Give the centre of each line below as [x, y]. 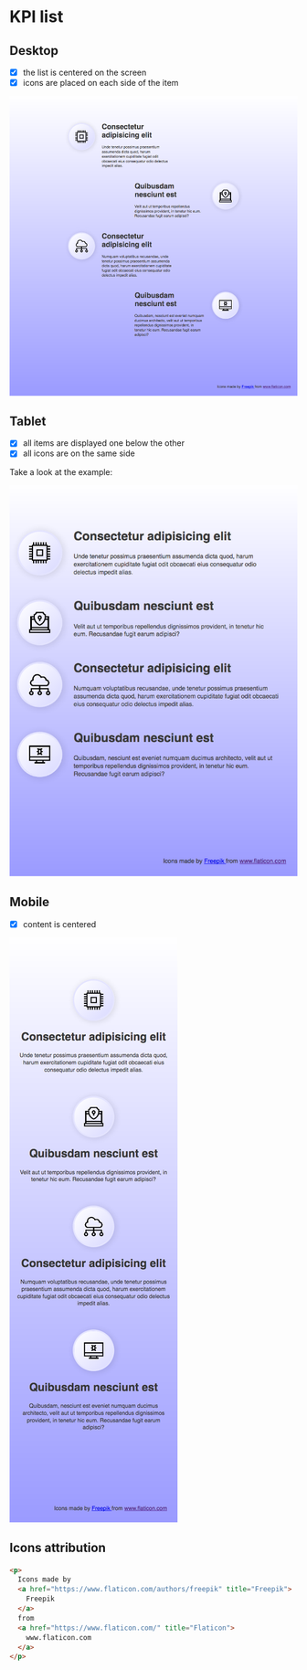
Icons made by [44, 1580]
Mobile [30, 902]
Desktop [34, 51]
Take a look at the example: [61, 471]
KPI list [37, 17]
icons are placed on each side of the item [101, 83]
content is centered [59, 924]
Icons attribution [58, 1548]
